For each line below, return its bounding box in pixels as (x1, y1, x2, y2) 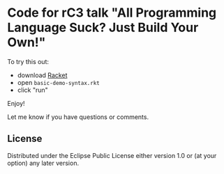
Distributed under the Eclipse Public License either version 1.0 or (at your (7, 151, 217, 159)
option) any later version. (7, 159, 79, 167)
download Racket (17, 71, 68, 79)
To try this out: (7, 57, 50, 65)
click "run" (17, 86, 49, 94)
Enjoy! (7, 99, 26, 107)
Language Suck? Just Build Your (7, 19, 199, 35)
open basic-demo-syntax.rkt (17, 78, 100, 86)
